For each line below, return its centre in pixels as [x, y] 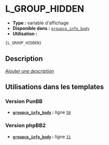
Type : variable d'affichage [41, 23]
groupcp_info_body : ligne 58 [42, 113]
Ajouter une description [30, 71]
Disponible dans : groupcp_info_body [51, 28]
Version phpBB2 [26, 126]
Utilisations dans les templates [55, 87]
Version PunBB [24, 101]
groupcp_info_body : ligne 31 [42, 136]
